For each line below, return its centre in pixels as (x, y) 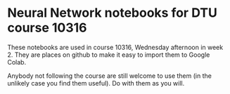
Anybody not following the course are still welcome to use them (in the (110, 76)
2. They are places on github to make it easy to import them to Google (109, 55)
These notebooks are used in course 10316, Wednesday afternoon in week (115, 47)
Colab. (17, 62)
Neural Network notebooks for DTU (113, 13)
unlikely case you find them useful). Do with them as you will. (96, 83)
